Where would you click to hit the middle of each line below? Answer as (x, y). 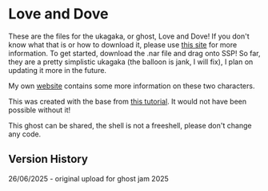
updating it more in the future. (57, 70)
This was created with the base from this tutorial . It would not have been (128, 101)
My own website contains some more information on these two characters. (132, 86)
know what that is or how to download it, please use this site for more (123, 44)
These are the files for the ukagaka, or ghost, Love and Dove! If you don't (129, 36)
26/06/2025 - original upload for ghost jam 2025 (89, 178)
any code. (25, 134)
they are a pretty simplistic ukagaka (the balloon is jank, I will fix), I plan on (131, 62)
